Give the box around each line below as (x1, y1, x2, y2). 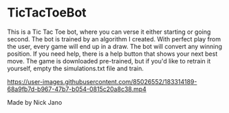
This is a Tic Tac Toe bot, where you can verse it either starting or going (7, 28, 211, 36)
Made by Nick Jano (7, 98, 63, 106)
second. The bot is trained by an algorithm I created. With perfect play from (7, 34, 221, 43)
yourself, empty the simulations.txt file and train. (7, 64, 144, 72)
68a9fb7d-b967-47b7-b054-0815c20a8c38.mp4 (7, 85, 146, 93)
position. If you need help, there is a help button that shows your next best (7, 50, 218, 58)
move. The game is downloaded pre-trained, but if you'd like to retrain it (7, 56, 211, 65)
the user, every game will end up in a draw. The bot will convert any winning (7, 42, 222, 50)
